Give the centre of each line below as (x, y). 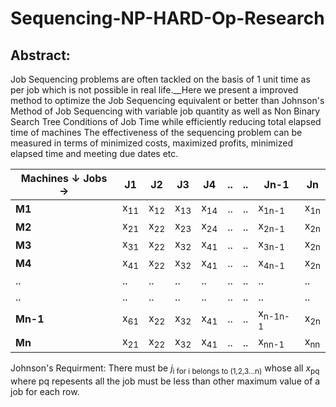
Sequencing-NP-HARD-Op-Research (167, 18)
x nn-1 (271, 342)
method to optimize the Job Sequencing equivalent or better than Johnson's (167, 100)
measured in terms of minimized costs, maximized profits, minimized (151, 143)
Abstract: (40, 55)
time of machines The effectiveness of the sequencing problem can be (156, 132)
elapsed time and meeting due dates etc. (94, 153)
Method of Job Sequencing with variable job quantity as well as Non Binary (165, 111)
